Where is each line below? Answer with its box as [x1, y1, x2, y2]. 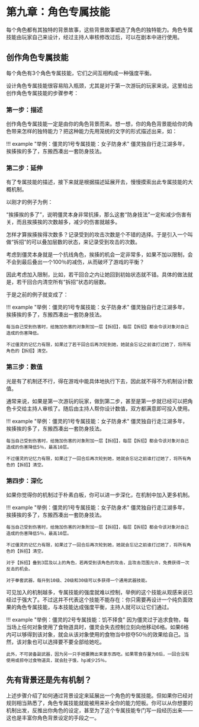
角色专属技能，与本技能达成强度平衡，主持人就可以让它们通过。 [16, 603, 172, 610]
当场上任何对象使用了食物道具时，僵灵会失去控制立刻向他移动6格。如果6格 [6, 623, 190, 630]
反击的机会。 [6, 566, 33, 572]
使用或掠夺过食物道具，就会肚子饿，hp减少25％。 [6, 657, 110, 664]
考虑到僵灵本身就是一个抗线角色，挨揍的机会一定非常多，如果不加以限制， [6, 251, 188, 258]
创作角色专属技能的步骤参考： [6, 89, 79, 97]
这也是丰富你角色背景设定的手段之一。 [6, 714, 99, 721]
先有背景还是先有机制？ [6, 675, 92, 685]
